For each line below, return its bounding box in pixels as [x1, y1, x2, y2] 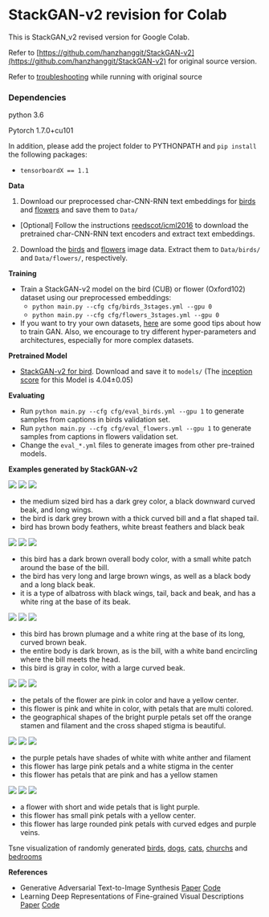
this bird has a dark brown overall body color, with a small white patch [19, 554, 251, 564]
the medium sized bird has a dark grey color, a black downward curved [19, 496, 255, 507]
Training [8, 269, 38, 279]
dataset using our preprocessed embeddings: [19, 293, 171, 303]
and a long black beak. [19, 580, 96, 589]
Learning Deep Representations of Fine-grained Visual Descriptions [19, 891, 244, 901]
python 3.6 [8, 110, 44, 120]
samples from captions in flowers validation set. [19, 432, 179, 442]
